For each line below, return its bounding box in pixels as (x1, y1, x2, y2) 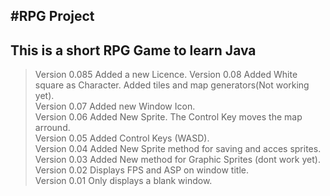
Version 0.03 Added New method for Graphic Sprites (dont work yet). (34, 154, 321, 166)
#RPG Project (10, 8, 95, 25)
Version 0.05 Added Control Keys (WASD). (34, 132, 210, 144)
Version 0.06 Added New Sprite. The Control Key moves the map (34, 111, 303, 123)
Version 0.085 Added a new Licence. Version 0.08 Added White (34, 69, 298, 81)
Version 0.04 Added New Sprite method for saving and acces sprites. (34, 143, 322, 155)
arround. (34, 122, 71, 134)
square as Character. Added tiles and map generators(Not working (34, 79, 310, 91)
